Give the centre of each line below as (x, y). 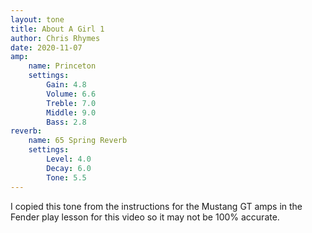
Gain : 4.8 (66, 85)
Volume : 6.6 (71, 94)
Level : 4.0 (69, 159)
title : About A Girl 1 (57, 29)
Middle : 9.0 (71, 112)
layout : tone (37, 19)
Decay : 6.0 (69, 168)
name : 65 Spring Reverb (78, 141)
